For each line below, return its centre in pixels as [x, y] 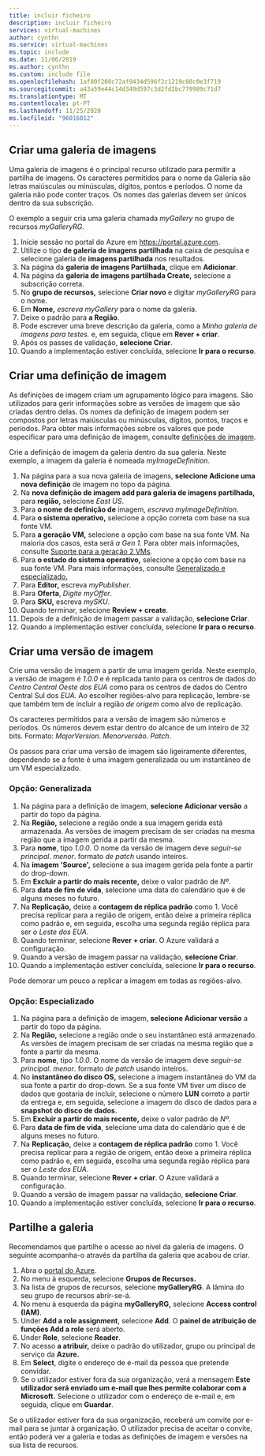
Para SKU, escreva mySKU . [65, 602]
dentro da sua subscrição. [51, 203]
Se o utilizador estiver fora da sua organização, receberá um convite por [127, 1420]
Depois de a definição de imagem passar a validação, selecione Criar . [135, 618]
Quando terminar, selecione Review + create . [94, 610]
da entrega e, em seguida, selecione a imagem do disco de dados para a [138, 1101]
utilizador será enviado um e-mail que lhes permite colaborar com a [133, 1387]
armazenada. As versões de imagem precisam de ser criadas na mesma [138, 831]
